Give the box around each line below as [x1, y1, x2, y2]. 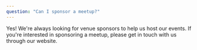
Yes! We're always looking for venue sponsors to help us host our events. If [6, 25, 192, 32]
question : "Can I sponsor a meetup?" [6, 8, 100, 15]
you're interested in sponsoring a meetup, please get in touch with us [6, 31, 177, 38]
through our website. [6, 37, 58, 44]
